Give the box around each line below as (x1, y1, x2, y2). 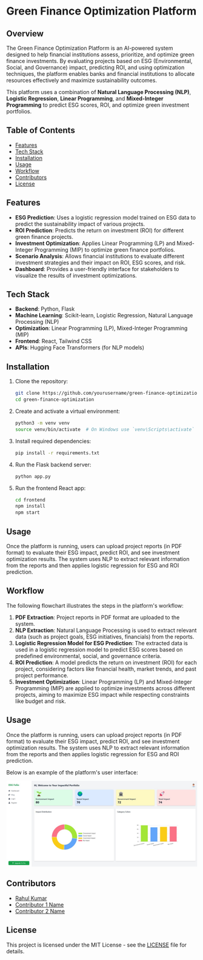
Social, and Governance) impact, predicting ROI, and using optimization (6, 64, 185, 71)
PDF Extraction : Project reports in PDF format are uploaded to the (15, 614, 180, 621)
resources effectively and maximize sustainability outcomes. (6, 77, 158, 84)
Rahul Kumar (15, 895, 47, 902)
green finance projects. (15, 233, 74, 240)
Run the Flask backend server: (15, 461, 92, 468)
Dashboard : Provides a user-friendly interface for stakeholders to (15, 265, 179, 272)
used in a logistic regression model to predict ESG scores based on (15, 646, 183, 653)
